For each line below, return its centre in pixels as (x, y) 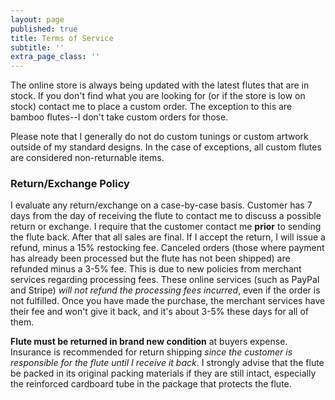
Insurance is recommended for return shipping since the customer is (151, 352)
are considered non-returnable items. (87, 158)
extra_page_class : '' (55, 57)
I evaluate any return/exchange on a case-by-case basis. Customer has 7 (161, 205)
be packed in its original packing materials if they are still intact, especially (163, 373)
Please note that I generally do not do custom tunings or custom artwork (159, 137)
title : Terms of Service (62, 38)
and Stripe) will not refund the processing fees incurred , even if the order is (165, 290)
